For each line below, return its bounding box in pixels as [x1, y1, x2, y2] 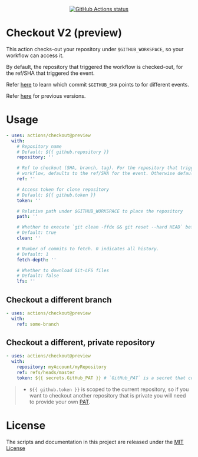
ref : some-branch [16, 321, 60, 327]
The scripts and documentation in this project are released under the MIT [6, 438, 184, 445]
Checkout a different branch [6, 294, 112, 304]
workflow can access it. [6, 52, 64, 59]
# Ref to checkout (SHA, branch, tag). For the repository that [16, 165, 178, 171]
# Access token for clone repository [16, 186, 110, 193]
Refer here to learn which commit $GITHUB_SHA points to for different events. [6, 81, 190, 88]
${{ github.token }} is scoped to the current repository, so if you [29, 386, 189, 393]
